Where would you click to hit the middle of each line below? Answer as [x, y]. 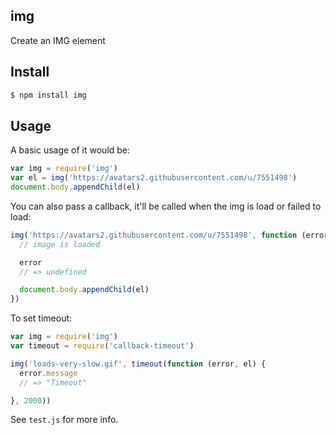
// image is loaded [60, 244]
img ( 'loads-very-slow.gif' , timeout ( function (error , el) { [138, 364]
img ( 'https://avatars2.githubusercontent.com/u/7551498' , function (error [169, 235]
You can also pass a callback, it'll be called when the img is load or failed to [166, 206]
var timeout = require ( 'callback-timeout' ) [102, 346]
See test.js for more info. [64, 420]
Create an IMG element [58, 40]
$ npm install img [48, 95]
